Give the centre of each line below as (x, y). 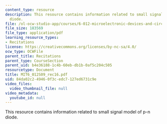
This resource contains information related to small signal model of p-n (78, 112)
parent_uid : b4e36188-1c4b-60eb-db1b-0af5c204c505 (59, 65)
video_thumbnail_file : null (39, 88)
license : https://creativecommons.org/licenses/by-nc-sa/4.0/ (71, 47)
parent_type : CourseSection (34, 61)
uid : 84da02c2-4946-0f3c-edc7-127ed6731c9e (51, 79)
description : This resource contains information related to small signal (84, 14)
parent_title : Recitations (33, 56)
